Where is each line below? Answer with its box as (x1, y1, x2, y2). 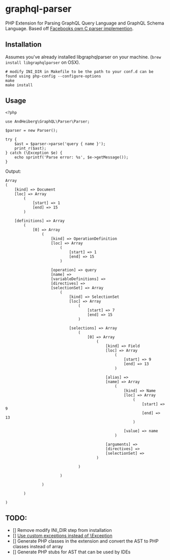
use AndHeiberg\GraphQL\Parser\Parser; (5, 119, 90, 124)
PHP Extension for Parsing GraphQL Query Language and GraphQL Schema (5, 20, 164, 26)
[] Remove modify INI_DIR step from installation (12, 527, 112, 533)
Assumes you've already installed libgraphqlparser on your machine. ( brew (5, 54, 161, 60)
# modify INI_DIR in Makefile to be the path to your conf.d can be (5, 69, 154, 74)
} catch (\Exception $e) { (5, 150, 63, 155)
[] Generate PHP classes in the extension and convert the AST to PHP (12, 538, 159, 544)
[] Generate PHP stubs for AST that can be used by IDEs (12, 549, 131, 555)
